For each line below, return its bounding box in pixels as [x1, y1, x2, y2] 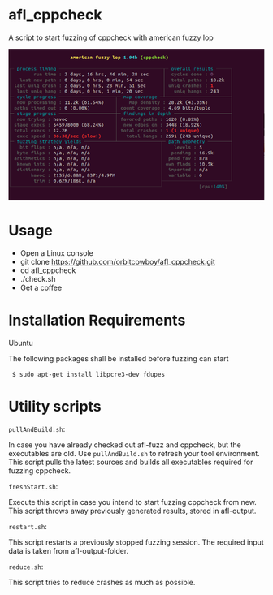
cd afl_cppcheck [19, 265, 76, 275]
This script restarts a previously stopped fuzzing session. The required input [8, 537, 264, 547]
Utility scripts [8, 397, 102, 416]
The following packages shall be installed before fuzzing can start [8, 353, 229, 363]
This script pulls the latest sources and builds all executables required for [8, 457, 253, 467]
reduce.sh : [8, 562, 44, 571]
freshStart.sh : [8, 481, 58, 491]
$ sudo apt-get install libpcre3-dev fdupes [11, 370, 165, 378]
